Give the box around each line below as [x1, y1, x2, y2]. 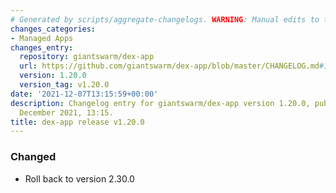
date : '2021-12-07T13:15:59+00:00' [10, 89, 159, 99]
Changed [10, 150, 57, 164]
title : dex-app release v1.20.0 [10, 117, 145, 127]
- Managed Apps [10, 33, 74, 43]
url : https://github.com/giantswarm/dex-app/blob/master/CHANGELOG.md [19, 61, 320, 71]
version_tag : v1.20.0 [19, 80, 110, 90]
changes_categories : [10, 24, 97, 34]
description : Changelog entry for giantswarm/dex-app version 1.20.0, [10, 98, 311, 108]
